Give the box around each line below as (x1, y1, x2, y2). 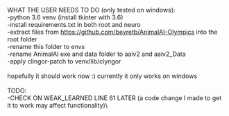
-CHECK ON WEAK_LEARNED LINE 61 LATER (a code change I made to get (7, 94, 222, 102)
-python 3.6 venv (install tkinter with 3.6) (7, 13, 124, 21)
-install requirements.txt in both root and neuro (7, 21, 141, 28)
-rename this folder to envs (7, 43, 85, 50)
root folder (7, 35, 37, 43)
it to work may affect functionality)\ (7, 101, 108, 109)
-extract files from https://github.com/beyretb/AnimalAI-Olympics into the (7, 28, 218, 36)
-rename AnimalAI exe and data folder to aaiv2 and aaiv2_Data (7, 50, 186, 58)
